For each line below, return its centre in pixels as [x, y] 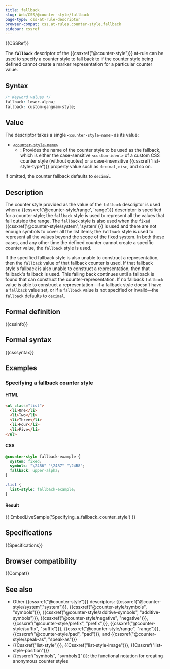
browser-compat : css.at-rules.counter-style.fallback [63, 24]
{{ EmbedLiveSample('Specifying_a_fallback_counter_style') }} [71, 517]
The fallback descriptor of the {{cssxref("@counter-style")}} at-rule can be [84, 53]
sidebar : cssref [22, 29]
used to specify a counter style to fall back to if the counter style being [79, 59]
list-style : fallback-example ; [43, 489]
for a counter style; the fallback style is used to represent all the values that [85, 216]
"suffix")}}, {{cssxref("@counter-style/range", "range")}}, [100, 629]
